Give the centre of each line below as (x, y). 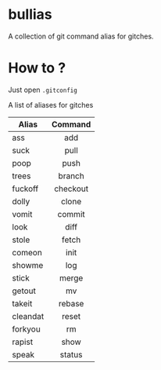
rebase (71, 303)
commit (71, 214)
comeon (27, 252)
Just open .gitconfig (43, 90)
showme (28, 265)
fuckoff (25, 189)
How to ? (37, 68)
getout (24, 291)
